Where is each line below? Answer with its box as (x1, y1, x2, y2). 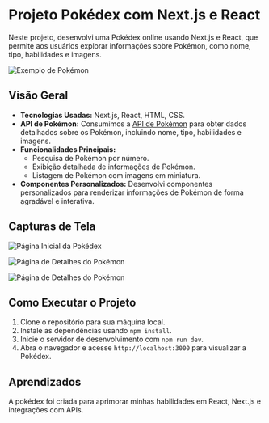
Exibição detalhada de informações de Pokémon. (32, 162, 195, 171)
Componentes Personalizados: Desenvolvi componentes (19, 179, 212, 188)
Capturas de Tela (8, 220, 96, 234)
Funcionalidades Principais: (19, 144, 116, 154)
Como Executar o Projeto (8, 295, 137, 309)
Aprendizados (8, 374, 82, 389)
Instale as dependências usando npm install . (19, 326, 172, 336)
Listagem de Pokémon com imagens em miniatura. (32, 170, 201, 180)
